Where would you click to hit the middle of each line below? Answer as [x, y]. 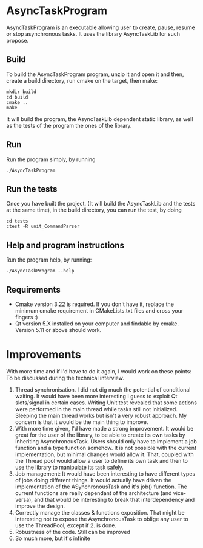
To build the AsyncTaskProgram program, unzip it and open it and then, [95, 74]
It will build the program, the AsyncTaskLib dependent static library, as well [100, 119]
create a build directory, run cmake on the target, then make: [82, 80]
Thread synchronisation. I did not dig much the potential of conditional [103, 389]
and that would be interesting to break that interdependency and [115, 499]
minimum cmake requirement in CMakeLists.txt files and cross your [99, 310]
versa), [24, 499]
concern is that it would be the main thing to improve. [82, 422]
